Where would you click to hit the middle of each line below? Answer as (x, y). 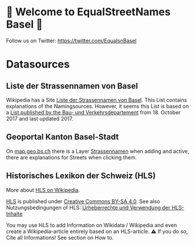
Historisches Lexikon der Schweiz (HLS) (81, 176)
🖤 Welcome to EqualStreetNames (88, 12)
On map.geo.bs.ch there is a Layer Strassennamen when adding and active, (98, 151)
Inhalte (14, 214)
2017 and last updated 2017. (40, 118)
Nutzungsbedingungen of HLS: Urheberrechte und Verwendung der (88, 207)
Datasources (38, 64)
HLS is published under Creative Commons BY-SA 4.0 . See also (83, 201)
